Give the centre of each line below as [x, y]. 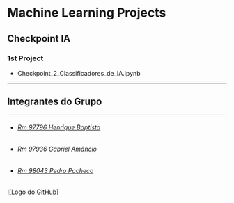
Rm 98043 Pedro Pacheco [55, 170]
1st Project [25, 58]
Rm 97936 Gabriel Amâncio [57, 149]
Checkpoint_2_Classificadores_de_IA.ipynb [79, 73]
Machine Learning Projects [87, 13]
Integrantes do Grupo [55, 102]
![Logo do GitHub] [33, 192]
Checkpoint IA [39, 39]
